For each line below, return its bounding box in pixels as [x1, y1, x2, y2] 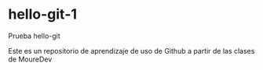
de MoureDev [8, 54, 53, 64]
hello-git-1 [8, 5, 77, 23]
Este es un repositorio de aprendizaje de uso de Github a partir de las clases [8, 46, 255, 55]
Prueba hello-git [8, 31, 60, 40]
